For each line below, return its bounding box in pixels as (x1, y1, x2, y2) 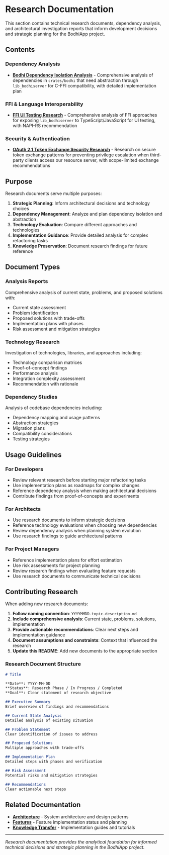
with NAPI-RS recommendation (12, 122, 77, 129)
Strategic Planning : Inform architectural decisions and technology (12, 200, 150, 207)
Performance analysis (12, 370, 58, 376)
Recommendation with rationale (12, 381, 78, 387)
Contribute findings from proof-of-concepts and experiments (12, 493, 139, 499)
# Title (5, 672, 22, 677)
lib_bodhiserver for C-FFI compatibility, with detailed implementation (12, 82, 157, 88)
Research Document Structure (5, 660, 81, 668)
